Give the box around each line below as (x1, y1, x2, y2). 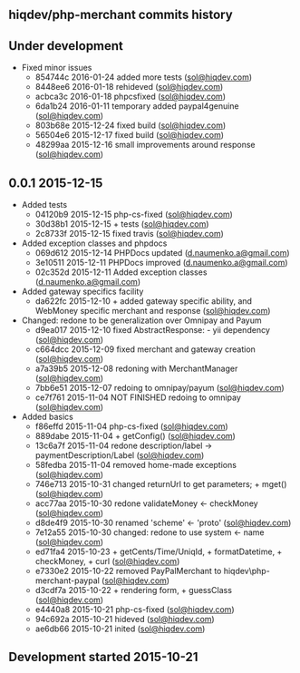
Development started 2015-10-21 (8, 649, 198, 665)
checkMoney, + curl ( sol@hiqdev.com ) (34, 556, 180, 567)
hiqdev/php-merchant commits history (8, 7, 233, 23)
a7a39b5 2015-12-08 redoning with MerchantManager (34, 363, 238, 375)
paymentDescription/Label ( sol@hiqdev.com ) (34, 450, 205, 461)
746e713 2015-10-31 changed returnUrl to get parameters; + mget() (34, 479, 287, 490)
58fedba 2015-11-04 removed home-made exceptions (34, 460, 237, 471)
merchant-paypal (34, 575, 101, 586)
